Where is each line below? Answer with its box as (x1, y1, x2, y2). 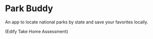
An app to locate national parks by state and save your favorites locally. (5, 19, 149, 25)
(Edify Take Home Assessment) (5, 28, 68, 34)
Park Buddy (5, 3, 54, 14)
